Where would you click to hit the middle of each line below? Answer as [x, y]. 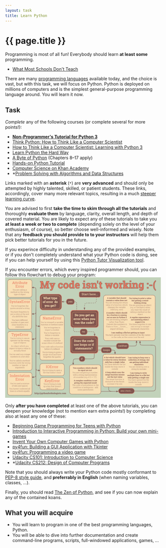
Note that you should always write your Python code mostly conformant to [81, 472]
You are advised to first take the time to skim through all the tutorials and [81, 209]
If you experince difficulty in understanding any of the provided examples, [80, 250]
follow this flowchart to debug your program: [51, 275]
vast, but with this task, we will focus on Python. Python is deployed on [77, 84]
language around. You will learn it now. [44, 94]
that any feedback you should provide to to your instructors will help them [82, 235]
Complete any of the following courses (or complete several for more [75, 122]
